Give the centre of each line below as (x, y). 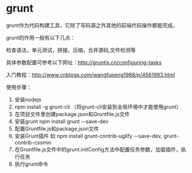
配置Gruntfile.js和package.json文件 (57, 128)
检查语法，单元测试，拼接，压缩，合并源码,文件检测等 (71, 50)
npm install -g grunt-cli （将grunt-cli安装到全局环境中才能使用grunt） (98, 107)
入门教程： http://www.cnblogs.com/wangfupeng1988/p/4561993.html (91, 75)
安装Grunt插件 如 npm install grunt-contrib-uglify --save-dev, (88, 136)
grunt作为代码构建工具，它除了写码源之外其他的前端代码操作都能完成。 (92, 25)
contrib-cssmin (33, 142)
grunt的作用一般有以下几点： (41, 37)
